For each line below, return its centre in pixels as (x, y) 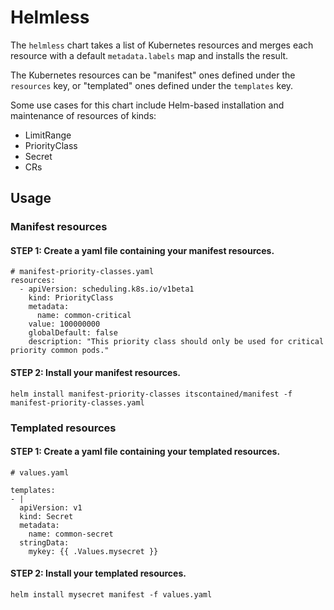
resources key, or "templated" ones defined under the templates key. (152, 85)
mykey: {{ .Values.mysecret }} (93, 551)
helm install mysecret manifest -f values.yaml (111, 594)
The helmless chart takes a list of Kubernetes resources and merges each (162, 45)
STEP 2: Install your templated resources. (98, 573)
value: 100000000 (64, 324)
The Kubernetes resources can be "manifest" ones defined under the (153, 75)
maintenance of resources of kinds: (83, 115)
